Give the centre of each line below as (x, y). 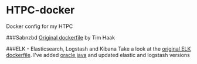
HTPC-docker (40, 10)
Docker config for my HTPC (40, 26)
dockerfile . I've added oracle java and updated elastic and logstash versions (98, 55)
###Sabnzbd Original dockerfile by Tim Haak (61, 37)
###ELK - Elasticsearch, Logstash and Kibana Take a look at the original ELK (98, 49)
